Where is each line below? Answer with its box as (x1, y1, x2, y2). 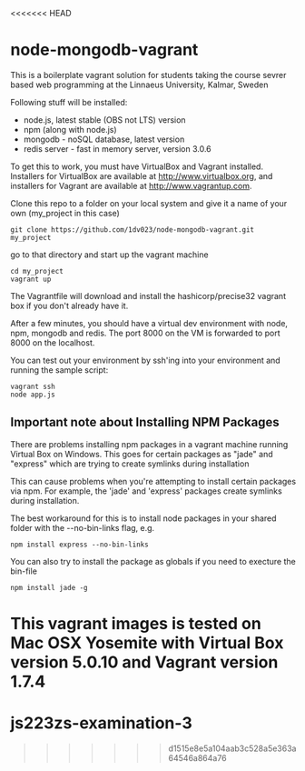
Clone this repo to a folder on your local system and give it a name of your (10, 197, 288, 208)
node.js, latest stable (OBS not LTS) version (23, 114, 186, 125)
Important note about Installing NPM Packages (10, 415, 280, 430)
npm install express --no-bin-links (10, 540, 149, 549)
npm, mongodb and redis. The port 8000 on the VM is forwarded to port (10, 327, 280, 338)
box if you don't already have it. (10, 300, 129, 311)
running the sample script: (10, 364, 109, 375)
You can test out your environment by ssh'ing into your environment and (10, 355, 280, 365)
